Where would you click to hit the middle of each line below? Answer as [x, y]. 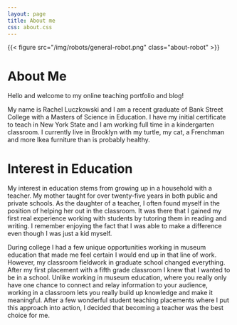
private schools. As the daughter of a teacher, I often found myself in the [114, 203]
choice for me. [28, 315]
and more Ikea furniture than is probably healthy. [79, 140]
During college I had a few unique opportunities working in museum [107, 247]
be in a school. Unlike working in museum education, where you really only [117, 277]
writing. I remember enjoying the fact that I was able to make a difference [115, 226]
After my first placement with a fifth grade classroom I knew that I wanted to [119, 270]
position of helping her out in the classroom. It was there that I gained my [115, 211]
